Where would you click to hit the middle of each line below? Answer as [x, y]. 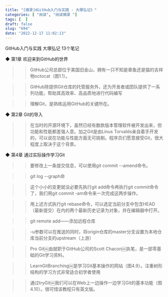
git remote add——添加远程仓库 [63, 221]
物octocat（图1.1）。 [50, 76]
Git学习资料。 [53, 255]
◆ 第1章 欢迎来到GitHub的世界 [37, 59]
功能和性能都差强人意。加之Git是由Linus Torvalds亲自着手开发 [94, 131]
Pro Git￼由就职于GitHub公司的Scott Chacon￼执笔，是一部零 [93, 249]
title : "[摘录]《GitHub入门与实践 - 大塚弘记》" [51, 10]
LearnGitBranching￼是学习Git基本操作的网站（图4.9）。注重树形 [96, 266]
